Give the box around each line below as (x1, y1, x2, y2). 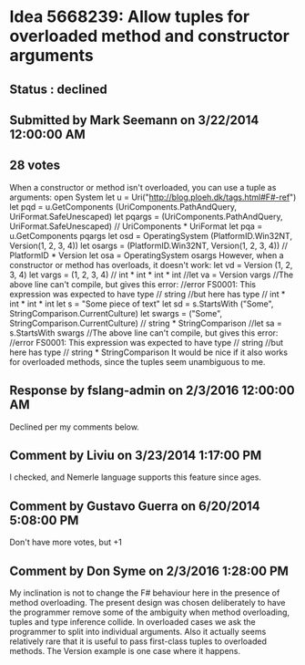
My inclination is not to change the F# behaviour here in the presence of (9, 587, 280, 598)
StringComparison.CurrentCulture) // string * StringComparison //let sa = (9, 317, 282, 328)
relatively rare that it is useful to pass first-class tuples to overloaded (9, 636, 267, 647)
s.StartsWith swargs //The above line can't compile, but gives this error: (9, 327, 279, 338)
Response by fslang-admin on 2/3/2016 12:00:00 (9, 383, 295, 399)
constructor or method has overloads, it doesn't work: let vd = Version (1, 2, (9, 259, 293, 270)
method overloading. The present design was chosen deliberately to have (9, 597, 286, 608)
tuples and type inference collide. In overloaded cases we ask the (9, 617, 257, 628)
